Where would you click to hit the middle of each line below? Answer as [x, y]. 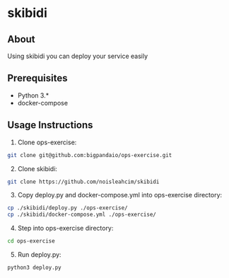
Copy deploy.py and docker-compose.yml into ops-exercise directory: [120, 195]
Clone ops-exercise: [47, 142]
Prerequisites [37, 78]
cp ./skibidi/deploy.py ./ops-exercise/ [68, 208]
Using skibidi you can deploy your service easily [78, 56]
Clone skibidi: [37, 168]
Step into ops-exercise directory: [65, 228]
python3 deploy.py [34, 267]
